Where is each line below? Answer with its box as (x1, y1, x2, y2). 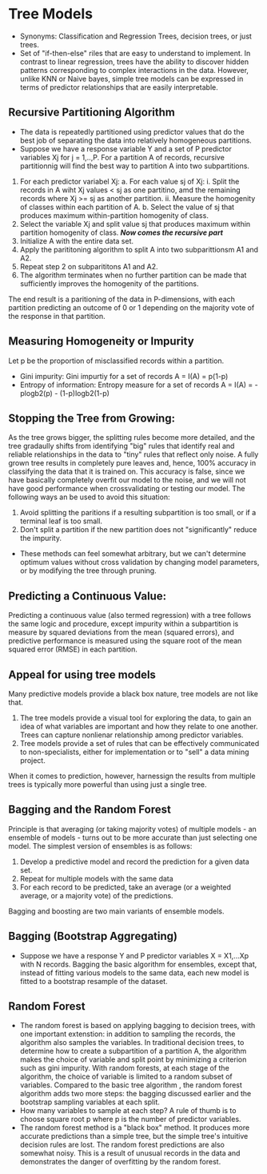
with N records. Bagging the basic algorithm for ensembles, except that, (19, 959, 257, 969)
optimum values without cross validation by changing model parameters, (19, 558, 260, 567)
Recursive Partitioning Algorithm (8, 106, 176, 119)
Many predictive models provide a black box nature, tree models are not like (8, 689, 258, 698)
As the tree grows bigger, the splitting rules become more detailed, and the (8, 433, 256, 442)
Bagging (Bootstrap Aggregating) (8, 930, 178, 943)
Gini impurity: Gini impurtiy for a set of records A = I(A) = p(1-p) (19, 371, 229, 381)
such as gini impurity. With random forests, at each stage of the (19, 1063, 229, 1073)
